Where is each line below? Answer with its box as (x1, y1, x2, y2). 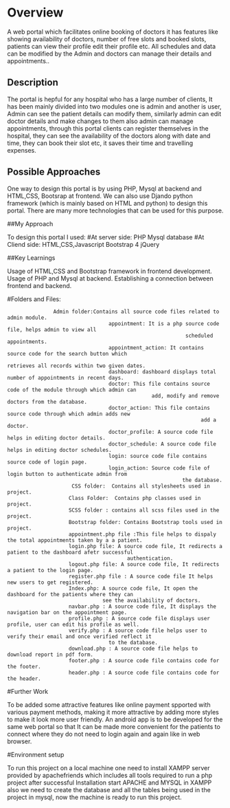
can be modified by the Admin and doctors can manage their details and (7, 50, 211, 58)
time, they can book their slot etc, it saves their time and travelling (7, 139, 194, 147)
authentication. (126, 555, 174, 562)
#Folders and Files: (7, 294, 61, 303)
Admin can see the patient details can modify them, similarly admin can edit (7, 109, 222, 118)
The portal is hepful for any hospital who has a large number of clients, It (7, 95, 213, 103)
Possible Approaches (7, 166, 101, 178)
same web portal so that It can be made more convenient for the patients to (7, 722, 221, 730)
